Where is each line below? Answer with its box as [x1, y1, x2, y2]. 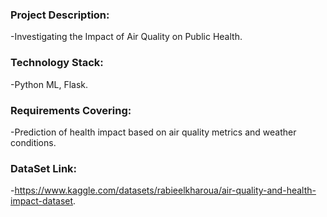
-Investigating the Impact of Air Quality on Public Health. [10, 31, 243, 43]
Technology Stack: [10, 56, 104, 70]
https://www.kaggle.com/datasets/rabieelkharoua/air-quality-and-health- [14, 184, 317, 197]
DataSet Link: [10, 161, 78, 175]
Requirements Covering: [10, 103, 132, 117]
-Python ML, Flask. [10, 78, 89, 90]
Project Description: [10, 8, 110, 22]
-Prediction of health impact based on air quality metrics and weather [10, 126, 297, 138]
